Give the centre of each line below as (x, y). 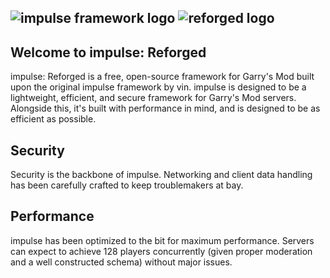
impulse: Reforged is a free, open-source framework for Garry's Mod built (162, 77)
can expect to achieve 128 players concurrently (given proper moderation (161, 251)
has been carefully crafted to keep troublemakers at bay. (127, 185)
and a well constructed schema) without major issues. (121, 262)
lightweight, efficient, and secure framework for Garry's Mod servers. (153, 98)
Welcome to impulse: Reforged (108, 52)
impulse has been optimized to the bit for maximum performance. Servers (162, 240)
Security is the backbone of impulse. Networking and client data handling (161, 175)
